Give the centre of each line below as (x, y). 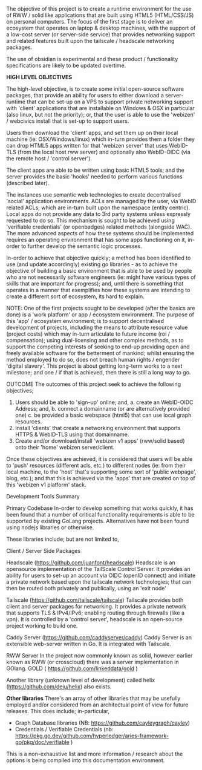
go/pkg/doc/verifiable (42, 742)
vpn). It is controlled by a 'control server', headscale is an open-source (94, 619)
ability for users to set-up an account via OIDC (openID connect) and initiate (101, 575)
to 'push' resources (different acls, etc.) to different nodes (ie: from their (96, 465)
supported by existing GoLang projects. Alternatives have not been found (98, 521)
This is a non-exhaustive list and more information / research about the (95, 754)
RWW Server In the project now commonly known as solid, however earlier (99, 655)
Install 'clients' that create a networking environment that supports (98, 428)
